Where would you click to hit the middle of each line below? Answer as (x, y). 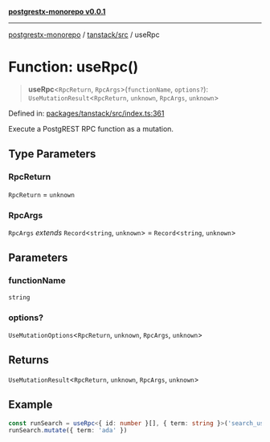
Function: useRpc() (74, 67)
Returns (29, 360)
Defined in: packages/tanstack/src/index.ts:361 (86, 113)
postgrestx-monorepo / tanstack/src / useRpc (84, 34)
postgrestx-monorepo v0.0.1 (57, 12)
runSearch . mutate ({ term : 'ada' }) (68, 431)
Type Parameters (52, 154)
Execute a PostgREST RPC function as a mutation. (91, 128)
